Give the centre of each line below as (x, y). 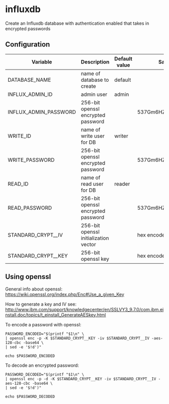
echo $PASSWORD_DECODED (30, 396)
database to (95, 80)
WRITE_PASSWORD (31, 160)
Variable (42, 62)
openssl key (95, 259)
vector (89, 244)
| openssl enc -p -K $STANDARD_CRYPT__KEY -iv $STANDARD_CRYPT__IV (77, 338)
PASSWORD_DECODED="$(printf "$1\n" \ (45, 374)
